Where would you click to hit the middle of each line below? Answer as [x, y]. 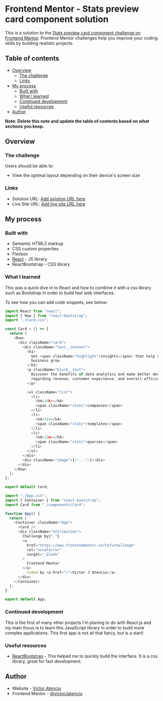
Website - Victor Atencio [37, 688]
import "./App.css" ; [26, 496]
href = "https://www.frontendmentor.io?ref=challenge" [81, 545]
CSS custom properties [35, 249]
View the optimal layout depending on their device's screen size [76, 175]
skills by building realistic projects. [39, 43]
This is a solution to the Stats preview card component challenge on [73, 33]
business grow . [46, 361]
